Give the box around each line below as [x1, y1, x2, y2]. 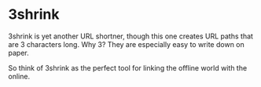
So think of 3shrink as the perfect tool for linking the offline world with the [8, 63, 248, 72]
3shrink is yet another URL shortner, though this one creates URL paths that [8, 31, 254, 41]
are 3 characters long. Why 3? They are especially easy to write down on [8, 39, 245, 49]
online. [8, 71, 30, 81]
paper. [8, 48, 29, 57]
